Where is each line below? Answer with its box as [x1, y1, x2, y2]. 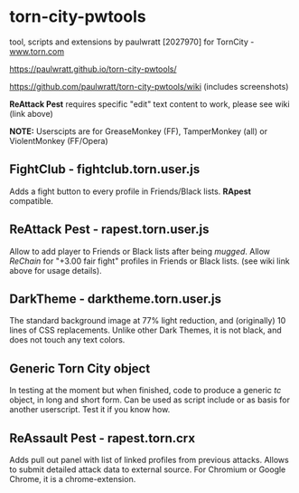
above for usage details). [9, 265, 102, 275]
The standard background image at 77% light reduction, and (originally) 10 [9, 315, 286, 326]
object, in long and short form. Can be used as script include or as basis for [9, 394, 291, 405]
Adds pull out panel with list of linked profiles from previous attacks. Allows [9, 455, 289, 465]
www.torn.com [9, 45, 65, 56]
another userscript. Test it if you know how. [9, 404, 171, 415]
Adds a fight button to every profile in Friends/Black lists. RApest [9, 186, 251, 197]
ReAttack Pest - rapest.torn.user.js [9, 222, 210, 237]
